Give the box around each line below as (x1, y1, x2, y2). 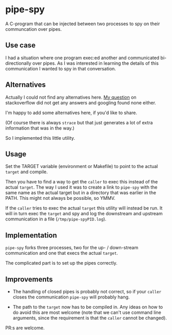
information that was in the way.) (5, 125, 74, 131)
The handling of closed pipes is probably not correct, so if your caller (12, 289, 162, 294)
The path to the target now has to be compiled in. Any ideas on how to (12, 304, 163, 310)
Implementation (5, 231, 58, 239)
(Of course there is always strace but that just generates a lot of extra (5, 119, 153, 125)
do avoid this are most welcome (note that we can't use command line (12, 309, 162, 315)
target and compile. (5, 169, 48, 175)
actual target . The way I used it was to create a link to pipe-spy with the (5, 184, 158, 191)
